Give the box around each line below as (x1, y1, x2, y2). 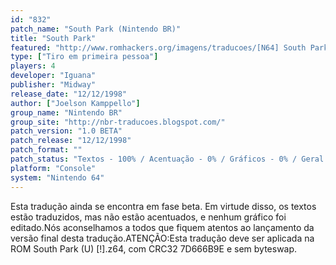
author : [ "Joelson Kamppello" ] (10, 98, 141, 108)
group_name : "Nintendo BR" (10, 107, 123, 118)
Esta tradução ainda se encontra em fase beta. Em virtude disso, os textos (10, 200, 317, 212)
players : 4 (10, 61, 56, 71)
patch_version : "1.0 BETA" (10, 126, 123, 136)
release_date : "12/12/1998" (10, 89, 128, 99)
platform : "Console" (10, 163, 97, 173)
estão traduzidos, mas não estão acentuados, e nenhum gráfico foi (10, 211, 287, 223)
